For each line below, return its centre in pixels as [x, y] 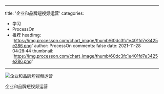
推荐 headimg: [27, 35]
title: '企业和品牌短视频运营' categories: [45, 13]
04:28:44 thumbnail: [33, 51]
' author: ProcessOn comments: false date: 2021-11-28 [86, 46]
